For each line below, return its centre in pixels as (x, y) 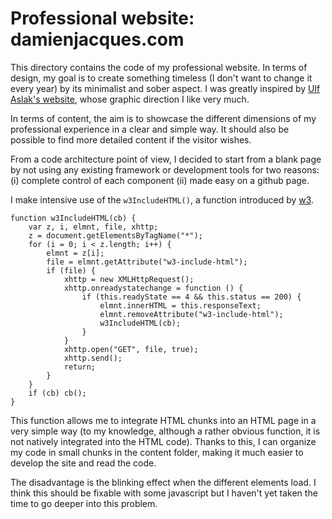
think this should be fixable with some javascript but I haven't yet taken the (164, 493)
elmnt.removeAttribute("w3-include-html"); (191, 314)
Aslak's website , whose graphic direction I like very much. (130, 99)
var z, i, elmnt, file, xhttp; (93, 227)
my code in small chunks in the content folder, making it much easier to (157, 452)
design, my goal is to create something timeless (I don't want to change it (161, 78)
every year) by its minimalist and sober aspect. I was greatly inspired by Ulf (165, 88)
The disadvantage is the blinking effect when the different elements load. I (163, 482)
